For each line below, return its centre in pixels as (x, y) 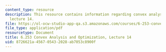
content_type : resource (30, 10)
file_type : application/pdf (34, 28)
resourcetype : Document (30, 33)
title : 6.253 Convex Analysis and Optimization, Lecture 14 (68, 38)
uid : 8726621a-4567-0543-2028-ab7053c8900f (51, 42)
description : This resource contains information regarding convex (76, 14)
